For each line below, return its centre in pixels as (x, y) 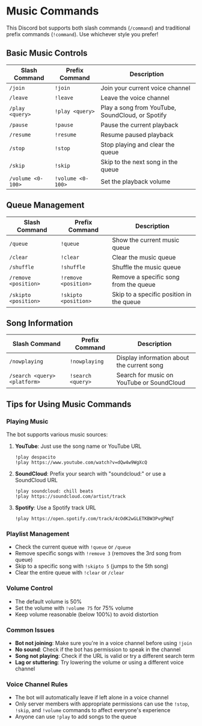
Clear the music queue (144, 257)
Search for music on (145, 375)
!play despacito (35, 457)
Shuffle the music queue (147, 267)
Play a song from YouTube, (138, 107)
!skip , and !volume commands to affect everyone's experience (93, 710)
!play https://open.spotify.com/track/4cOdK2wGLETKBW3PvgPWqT (94, 519)
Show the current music (146, 240)
